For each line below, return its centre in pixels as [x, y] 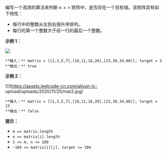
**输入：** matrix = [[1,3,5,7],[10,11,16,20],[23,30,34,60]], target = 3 [83, 61]
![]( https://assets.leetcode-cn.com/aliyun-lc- [51, 86]
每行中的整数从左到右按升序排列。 [47, 24]
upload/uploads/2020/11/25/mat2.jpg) [44, 91]
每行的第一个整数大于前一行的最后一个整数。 [58, 30]
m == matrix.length [33, 131]
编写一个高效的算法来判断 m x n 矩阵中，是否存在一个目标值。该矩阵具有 [80, 7]
